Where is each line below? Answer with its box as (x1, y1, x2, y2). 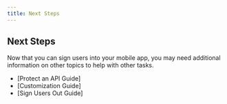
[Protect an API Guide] (17, 74, 81, 83)
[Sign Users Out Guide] (17, 89, 83, 97)
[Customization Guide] (17, 82, 81, 90)
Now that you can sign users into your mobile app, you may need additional (7, 54, 221, 62)
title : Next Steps (7, 10, 60, 17)
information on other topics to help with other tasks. (7, 61, 154, 70)
